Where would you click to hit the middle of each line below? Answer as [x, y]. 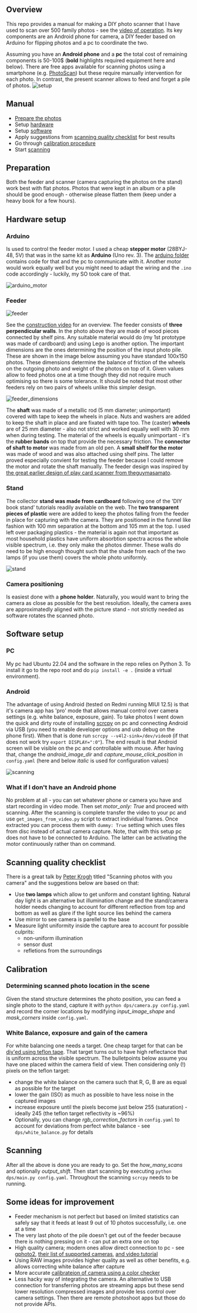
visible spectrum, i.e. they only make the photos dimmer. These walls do [94, 545]
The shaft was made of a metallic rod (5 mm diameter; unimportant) [89, 410]
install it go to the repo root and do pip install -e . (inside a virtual [89, 670]
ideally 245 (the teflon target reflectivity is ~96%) [74, 1113]
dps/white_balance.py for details [54, 1132]
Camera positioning [35, 584]
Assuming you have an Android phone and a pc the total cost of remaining [97, 54]
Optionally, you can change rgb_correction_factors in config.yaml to [97, 1120]
